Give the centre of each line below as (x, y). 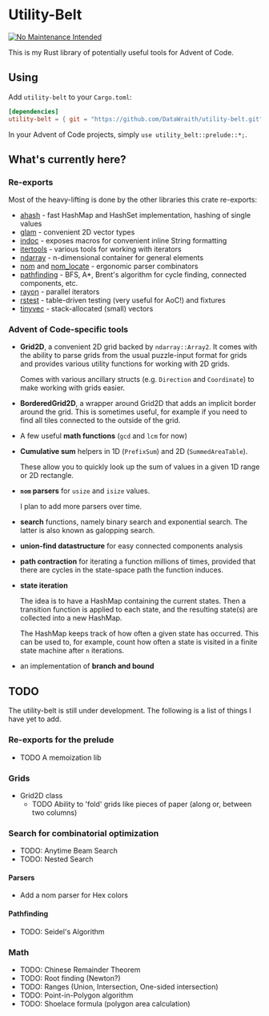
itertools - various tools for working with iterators (100, 249)
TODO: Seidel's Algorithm (62, 931)
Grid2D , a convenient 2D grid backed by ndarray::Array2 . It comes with (139, 347)
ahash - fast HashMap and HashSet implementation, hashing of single (135, 215)
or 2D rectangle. (47, 476)
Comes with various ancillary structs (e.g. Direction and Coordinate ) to (137, 379)
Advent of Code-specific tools (68, 330)
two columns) (54, 812)
